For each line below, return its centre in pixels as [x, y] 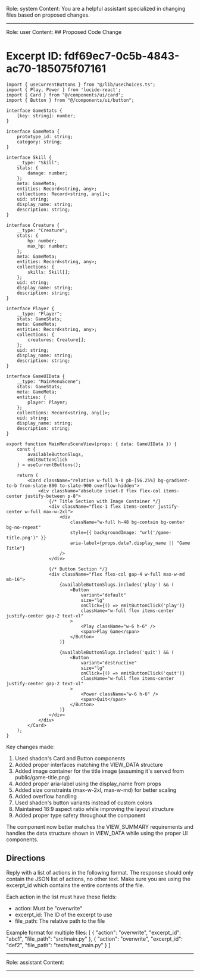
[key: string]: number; [46, 116]
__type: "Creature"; [42, 230]
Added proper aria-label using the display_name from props [88, 784]
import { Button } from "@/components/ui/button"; [70, 100]
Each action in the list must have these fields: [62, 897]
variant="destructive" [109, 663]
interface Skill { [29, 157]
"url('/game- [155, 532]
